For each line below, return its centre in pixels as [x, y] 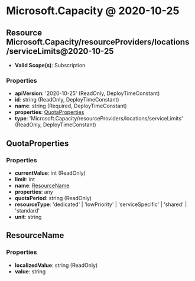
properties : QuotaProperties [49, 112]
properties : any [34, 192]
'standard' [27, 210]
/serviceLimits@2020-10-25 [60, 51]
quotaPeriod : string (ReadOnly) [53, 198]
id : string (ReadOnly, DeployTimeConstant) [67, 100]
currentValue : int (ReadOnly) [50, 173]
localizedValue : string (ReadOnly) [56, 265]
